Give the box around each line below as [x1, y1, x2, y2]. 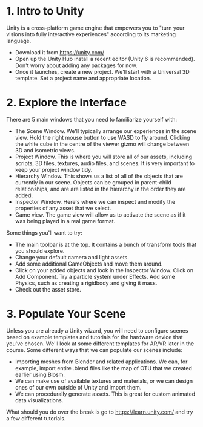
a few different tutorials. [6, 414, 66, 422]
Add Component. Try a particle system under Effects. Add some [15, 273, 176, 280]
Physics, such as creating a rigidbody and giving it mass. [15, 279, 158, 287]
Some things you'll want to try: [6, 229, 83, 236]
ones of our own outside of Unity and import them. [15, 383, 142, 391]
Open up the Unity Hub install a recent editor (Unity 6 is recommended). [15, 55, 195, 62]
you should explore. [15, 247, 65, 255]
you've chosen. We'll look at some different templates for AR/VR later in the [6, 340, 195, 347]
